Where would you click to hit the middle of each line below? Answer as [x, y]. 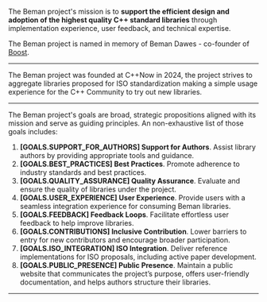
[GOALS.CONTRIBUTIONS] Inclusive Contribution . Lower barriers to [133, 231]
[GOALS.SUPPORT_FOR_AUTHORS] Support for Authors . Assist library [138, 147]
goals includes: [33, 132]
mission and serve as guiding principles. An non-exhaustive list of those [126, 123]
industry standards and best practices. [83, 172]
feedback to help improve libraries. [77, 223]
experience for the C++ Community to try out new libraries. [105, 92]
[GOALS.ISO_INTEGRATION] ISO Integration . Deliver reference [124, 248]
